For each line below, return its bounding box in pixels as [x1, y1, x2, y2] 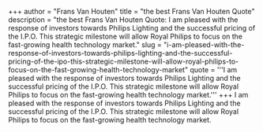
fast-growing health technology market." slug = [8, 40, 162, 49]
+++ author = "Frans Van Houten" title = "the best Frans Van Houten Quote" [8, 7, 255, 16]
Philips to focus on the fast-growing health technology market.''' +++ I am [8, 90, 249, 99]
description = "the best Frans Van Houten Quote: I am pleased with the [8, 15, 239, 24]
